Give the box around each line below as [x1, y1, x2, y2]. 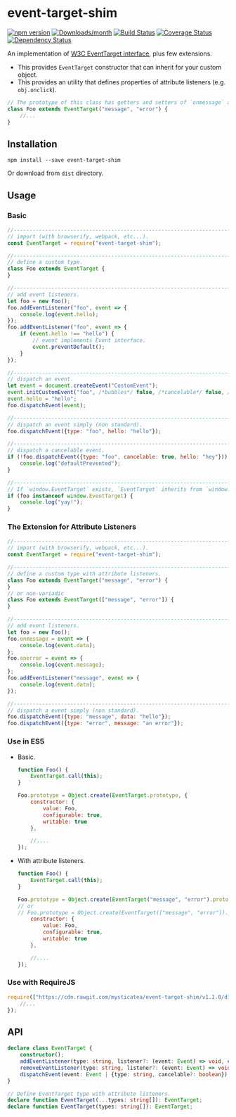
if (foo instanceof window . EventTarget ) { [7, 492, 133, 499]
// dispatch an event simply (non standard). [7, 421, 143, 428]
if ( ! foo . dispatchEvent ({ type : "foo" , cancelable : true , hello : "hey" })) [7, 454, 228, 461]
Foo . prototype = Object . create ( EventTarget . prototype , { [17, 792, 188, 799]
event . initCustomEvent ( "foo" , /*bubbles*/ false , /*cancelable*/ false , [7, 389, 225, 396]
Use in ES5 [7, 736, 45, 746]
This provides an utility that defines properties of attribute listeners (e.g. [17, 77, 226, 86]
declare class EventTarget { [7, 1045, 93, 1052]
